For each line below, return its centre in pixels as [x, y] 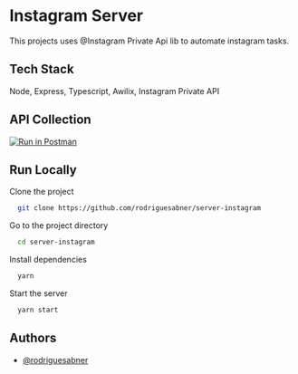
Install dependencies [48, 260]
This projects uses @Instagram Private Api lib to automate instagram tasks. [149, 41]
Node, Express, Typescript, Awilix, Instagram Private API [115, 91]
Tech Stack [42, 69]
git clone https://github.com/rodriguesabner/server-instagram [139, 208]
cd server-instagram [56, 242]
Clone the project [42, 192]
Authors [33, 338]
